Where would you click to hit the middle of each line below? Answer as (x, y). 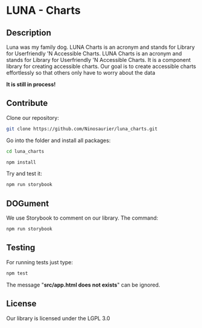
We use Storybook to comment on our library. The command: (82, 218)
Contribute (27, 103)
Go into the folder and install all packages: (58, 140)
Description (29, 33)
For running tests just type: (40, 262)
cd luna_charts (25, 151)
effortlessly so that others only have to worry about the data (81, 73)
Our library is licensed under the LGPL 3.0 (58, 318)
